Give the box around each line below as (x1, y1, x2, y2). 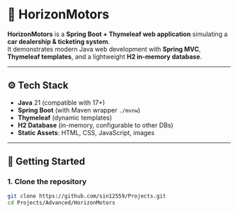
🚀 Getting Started (7, 156, 86, 168)
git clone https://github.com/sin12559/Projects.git (7, 192, 166, 200)
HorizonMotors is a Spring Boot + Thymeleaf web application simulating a (7, 30, 228, 38)
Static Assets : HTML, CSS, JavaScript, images (17, 128, 154, 137)
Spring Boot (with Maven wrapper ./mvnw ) (17, 105, 140, 114)
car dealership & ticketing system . (7, 37, 110, 45)
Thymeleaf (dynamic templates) (17, 113, 113, 122)
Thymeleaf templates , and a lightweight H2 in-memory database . (7, 52, 203, 61)
